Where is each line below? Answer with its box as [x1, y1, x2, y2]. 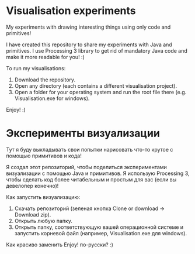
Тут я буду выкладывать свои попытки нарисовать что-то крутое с [6, 146, 173, 153]
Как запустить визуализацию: [6, 193, 81, 200]
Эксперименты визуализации [6, 127, 161, 140]
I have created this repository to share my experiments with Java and [6, 41, 172, 48]
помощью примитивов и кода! [6, 152, 82, 159]
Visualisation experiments [6, 4, 136, 18]
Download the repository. [14, 76, 76, 83]
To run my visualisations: [6, 64, 66, 71]
